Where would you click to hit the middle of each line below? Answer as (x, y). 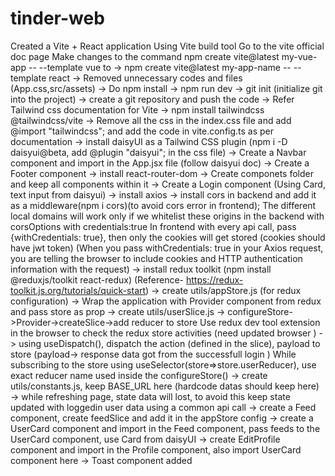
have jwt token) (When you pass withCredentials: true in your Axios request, (167, 248)
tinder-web (57, 18)
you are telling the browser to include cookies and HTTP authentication (156, 258)
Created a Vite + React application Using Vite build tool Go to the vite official (167, 46)
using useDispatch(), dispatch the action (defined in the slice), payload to (169, 343)
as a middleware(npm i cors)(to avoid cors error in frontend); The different (163, 205)
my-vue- (299, 56)
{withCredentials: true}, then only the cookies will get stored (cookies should (168, 237)
